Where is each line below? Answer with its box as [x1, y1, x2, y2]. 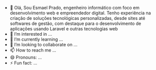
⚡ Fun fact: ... [9, 60, 37, 66]
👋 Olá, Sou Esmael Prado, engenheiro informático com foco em [9, 5, 140, 10]
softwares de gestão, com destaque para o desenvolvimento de [9, 20, 142, 26]
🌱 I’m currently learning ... [9, 36, 63, 42]
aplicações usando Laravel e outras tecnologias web [9, 26, 118, 32]
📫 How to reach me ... [9, 47, 56, 53]
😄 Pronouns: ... [9, 55, 42, 60]
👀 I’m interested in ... [9, 31, 52, 37]
